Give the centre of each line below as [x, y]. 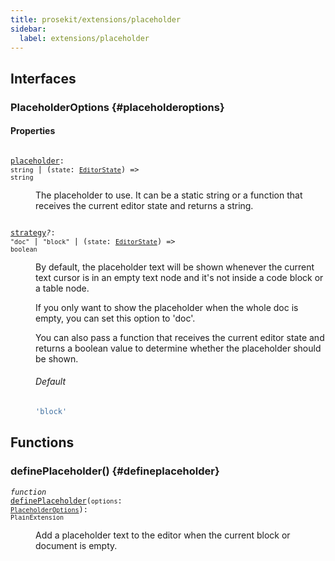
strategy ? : [33, 232]
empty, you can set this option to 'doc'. [115, 318]
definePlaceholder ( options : [66, 501]
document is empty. [76, 545]
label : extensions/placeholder [84, 38]
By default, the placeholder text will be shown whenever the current [175, 267]
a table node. [62, 288]
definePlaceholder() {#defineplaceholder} [115, 471]
